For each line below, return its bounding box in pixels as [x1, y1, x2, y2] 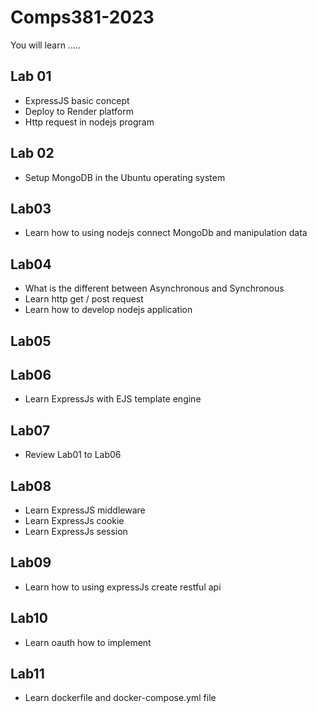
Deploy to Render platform [24, 105, 134, 117]
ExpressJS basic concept [24, 94, 130, 106]
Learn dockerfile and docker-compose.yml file [24, 692, 217, 704]
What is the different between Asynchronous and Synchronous [24, 282, 285, 295]
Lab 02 [10, 145, 55, 162]
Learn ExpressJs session [24, 526, 128, 538]
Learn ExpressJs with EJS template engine [24, 393, 202, 405]
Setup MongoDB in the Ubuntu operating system [24, 171, 226, 183]
